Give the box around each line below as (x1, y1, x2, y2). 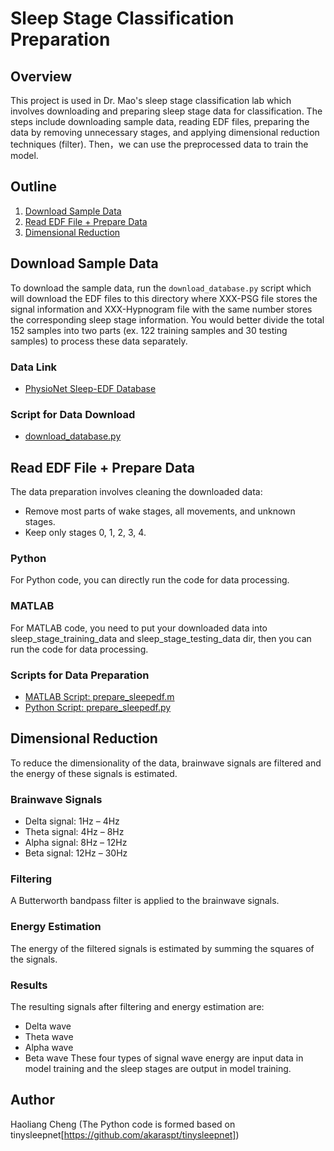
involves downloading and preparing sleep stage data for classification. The (10, 105, 323, 117)
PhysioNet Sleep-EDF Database (24, 382, 157, 394)
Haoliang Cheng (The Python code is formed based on (10, 1118, 236, 1130)
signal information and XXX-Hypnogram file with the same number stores (10, 303, 313, 315)
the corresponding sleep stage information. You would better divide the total (10, 313, 325, 326)
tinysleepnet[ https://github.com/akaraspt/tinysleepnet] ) (10, 1128, 240, 1141)
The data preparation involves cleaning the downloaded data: (10, 486, 263, 498)
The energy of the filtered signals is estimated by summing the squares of (10, 942, 315, 954)
